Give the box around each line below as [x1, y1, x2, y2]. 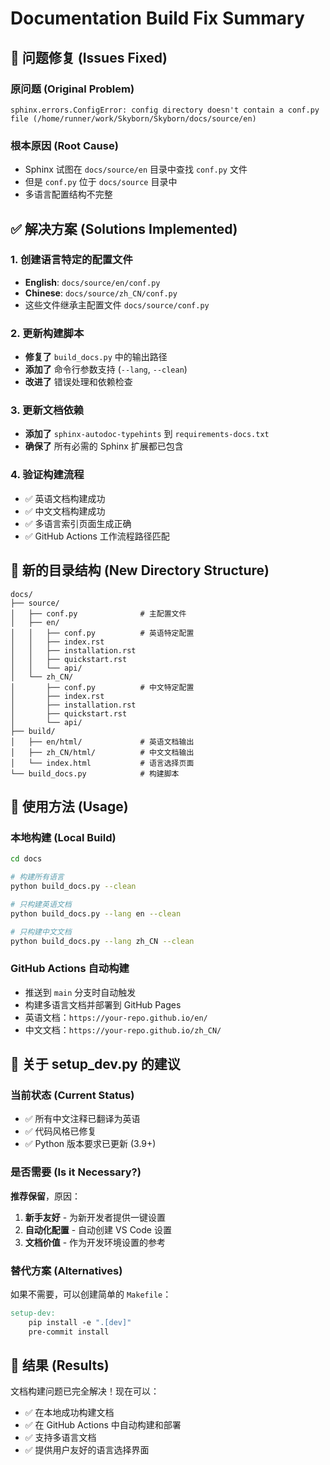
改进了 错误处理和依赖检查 [24, 376, 133, 388]
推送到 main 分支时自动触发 [24, 986, 137, 998]
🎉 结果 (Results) [10, 1357, 110, 1374]
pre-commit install [28, 1327, 110, 1337]
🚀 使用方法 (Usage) [10, 798, 129, 815]
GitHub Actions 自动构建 [10, 962, 130, 976]
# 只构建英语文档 [10, 899, 72, 909]
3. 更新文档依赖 [10, 403, 85, 417]
